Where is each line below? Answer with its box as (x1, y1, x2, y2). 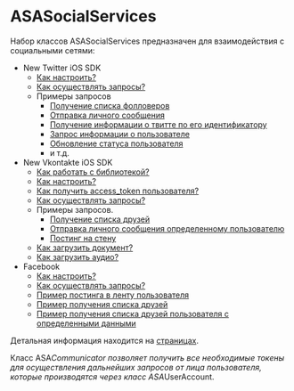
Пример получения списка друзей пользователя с (36, 308, 230, 319)
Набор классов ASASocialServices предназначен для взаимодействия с (10, 36, 284, 46)
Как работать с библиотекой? (36, 167, 150, 177)
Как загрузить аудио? (36, 251, 119, 262)
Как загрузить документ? (36, 242, 134, 253)
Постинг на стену (49, 232, 117, 243)
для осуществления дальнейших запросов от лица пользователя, (10, 362, 262, 372)
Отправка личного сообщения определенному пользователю (49, 223, 285, 233)
